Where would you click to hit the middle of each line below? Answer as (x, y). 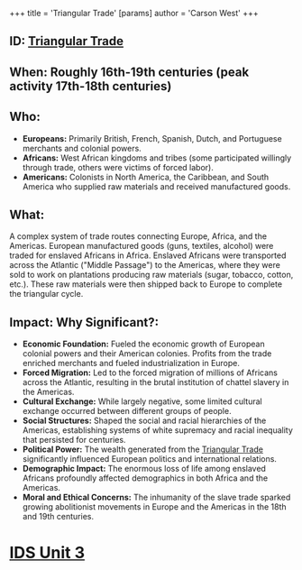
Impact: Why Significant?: (84, 322)
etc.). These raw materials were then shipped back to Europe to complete (146, 284)
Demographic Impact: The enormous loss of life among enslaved (144, 469)
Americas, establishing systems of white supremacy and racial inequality (157, 430)
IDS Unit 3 (47, 553)
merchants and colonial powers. (82, 148)
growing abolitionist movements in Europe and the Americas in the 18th (154, 507)
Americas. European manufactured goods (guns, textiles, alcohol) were (142, 246)
